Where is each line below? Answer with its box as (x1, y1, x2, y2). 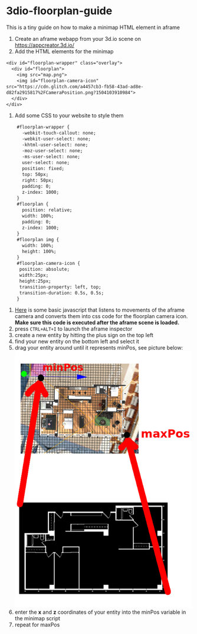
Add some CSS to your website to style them (14, 111, 124, 119)
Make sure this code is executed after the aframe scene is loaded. (14, 319, 180, 326)
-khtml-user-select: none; (21, 142, 88, 148)
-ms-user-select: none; (21, 153, 81, 159)
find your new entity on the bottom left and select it (14, 338, 140, 345)
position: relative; (21, 207, 73, 213)
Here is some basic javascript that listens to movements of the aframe (14, 306, 185, 313)
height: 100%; (21, 248, 57, 254)
